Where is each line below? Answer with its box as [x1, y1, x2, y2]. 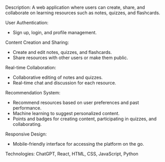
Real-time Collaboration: [5, 65, 57, 70]
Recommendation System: [5, 90, 61, 96]
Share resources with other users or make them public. [12, 55, 128, 61]
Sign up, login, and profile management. [12, 30, 97, 35]
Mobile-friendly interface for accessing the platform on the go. [12, 141, 144, 147]
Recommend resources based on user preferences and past [12, 99, 139, 105]
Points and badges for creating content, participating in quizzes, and [12, 116, 157, 122]
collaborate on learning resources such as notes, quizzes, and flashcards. [5, 10, 160, 16]
